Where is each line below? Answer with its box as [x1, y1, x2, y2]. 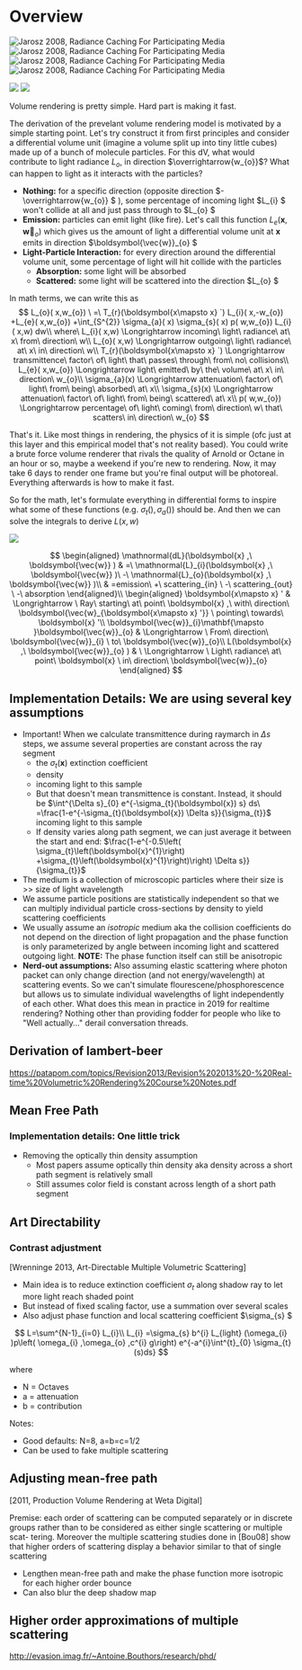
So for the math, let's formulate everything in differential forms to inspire [9, 494, 277, 505]
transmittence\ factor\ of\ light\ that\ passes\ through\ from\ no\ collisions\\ [13, 355, 289, 366]
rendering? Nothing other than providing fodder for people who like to [22, 1008, 281, 1018]
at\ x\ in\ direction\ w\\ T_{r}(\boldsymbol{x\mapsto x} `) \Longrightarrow [16, 345, 286, 356]
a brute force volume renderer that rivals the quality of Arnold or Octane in [9, 449, 285, 459]
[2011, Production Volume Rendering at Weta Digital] [9, 1495, 203, 1506]
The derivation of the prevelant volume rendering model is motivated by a [9, 118, 281, 129]
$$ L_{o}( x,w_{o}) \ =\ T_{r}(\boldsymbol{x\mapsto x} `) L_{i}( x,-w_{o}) [18, 307, 284, 318]
